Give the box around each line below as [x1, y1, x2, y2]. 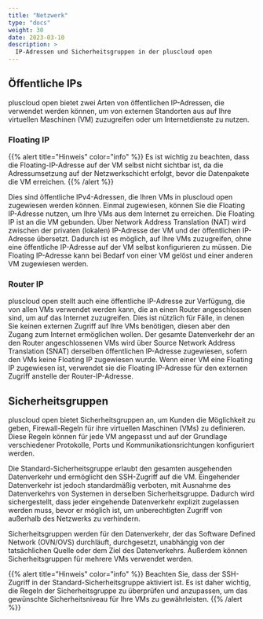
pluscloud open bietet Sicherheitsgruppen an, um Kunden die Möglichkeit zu [8, 416, 256, 425]
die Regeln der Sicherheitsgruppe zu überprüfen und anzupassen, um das [8, 586, 248, 595]
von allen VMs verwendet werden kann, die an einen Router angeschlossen [8, 305, 252, 314]
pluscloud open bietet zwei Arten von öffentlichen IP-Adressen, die [8, 97, 225, 107]
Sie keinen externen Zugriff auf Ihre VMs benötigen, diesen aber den [8, 321, 230, 331]
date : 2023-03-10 [8, 33, 65, 42]
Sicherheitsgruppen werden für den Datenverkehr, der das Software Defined [8, 529, 256, 539]
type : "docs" [8, 19, 51, 27]
